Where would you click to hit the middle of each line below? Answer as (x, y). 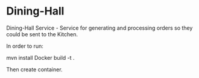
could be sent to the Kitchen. (42, 34)
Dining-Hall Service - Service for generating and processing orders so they (99, 28)
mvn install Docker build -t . (40, 57)
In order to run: (25, 46)
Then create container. (34, 69)
